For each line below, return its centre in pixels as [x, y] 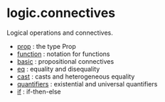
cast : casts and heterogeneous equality [76, 76]
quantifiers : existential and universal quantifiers [87, 84]
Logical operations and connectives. [60, 33]
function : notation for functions [63, 54]
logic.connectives [61, 13]
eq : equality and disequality [58, 69]
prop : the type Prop [46, 46]
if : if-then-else [39, 91]
